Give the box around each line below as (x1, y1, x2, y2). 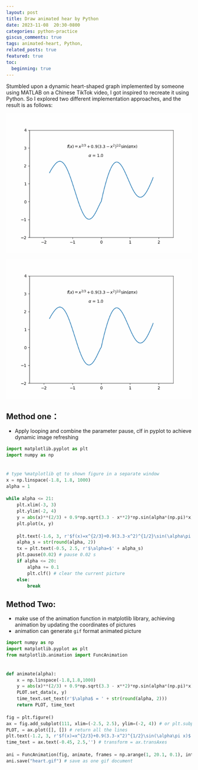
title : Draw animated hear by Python (6, 15, 99, 22)
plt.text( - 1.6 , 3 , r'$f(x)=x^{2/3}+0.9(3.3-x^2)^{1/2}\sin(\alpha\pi (16, 533, 192, 539)
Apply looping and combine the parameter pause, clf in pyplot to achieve (14, 428, 192, 435)
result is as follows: (6, 101, 53, 109)
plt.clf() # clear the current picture (27, 570, 126, 576)
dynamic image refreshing (14, 434, 78, 441)
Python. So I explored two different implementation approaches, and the (6, 95, 181, 102)
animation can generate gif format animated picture (14, 628, 141, 635)
